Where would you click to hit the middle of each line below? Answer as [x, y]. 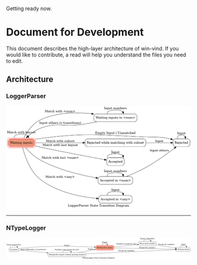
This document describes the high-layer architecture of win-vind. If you [92, 48]
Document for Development [75, 32]
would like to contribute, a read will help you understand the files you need [96, 55]
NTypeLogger [26, 227]
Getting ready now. [29, 9]
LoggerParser [26, 96]
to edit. [15, 61]
